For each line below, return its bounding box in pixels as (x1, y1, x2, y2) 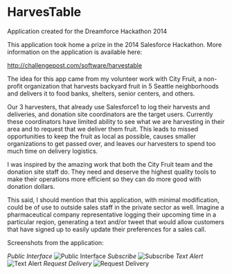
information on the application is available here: (7, 48, 143, 56)
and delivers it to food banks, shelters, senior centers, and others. (7, 89, 195, 98)
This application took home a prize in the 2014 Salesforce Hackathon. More (7, 40, 222, 48)
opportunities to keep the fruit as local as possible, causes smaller (7, 132, 196, 140)
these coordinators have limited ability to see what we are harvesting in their (7, 117, 225, 125)
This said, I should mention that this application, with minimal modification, (7, 195, 220, 204)
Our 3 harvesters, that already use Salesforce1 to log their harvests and (7, 102, 210, 111)
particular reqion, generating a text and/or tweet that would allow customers (7, 217, 225, 226)
